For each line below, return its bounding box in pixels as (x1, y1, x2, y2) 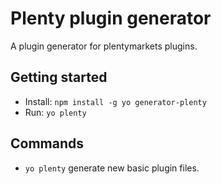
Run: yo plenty (24, 106, 87, 118)
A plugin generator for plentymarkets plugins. (10, 40, 198, 52)
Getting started (10, 69, 108, 86)
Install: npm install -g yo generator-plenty (24, 95, 207, 107)
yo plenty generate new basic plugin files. (24, 162, 200, 174)
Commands (10, 135, 85, 152)
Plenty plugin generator (10, 7, 212, 30)
